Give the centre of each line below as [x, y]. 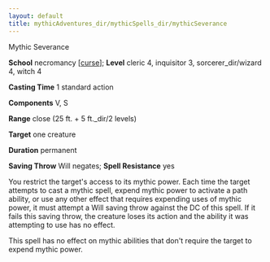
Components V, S [38, 103]
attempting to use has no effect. [62, 225]
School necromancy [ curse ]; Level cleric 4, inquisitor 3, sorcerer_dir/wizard [135, 63]
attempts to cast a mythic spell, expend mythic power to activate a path [128, 190]
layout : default [36, 16]
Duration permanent [43, 150]
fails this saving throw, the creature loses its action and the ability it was [128, 216]
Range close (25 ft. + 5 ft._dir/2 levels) [72, 118]
